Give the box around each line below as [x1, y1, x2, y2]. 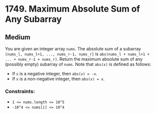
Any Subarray [5, 14, 62, 25]
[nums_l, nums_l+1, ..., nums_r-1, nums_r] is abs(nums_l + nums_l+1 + [5, 51, 150, 57]
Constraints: [5, 88, 35, 95]
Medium [5, 33, 31, 41]
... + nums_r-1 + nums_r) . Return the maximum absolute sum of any [5, 56, 143, 62]
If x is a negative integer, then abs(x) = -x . [12, 71, 98, 76]
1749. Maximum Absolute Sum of [5, 3, 140, 15]
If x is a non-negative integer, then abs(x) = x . [12, 76, 105, 81]
